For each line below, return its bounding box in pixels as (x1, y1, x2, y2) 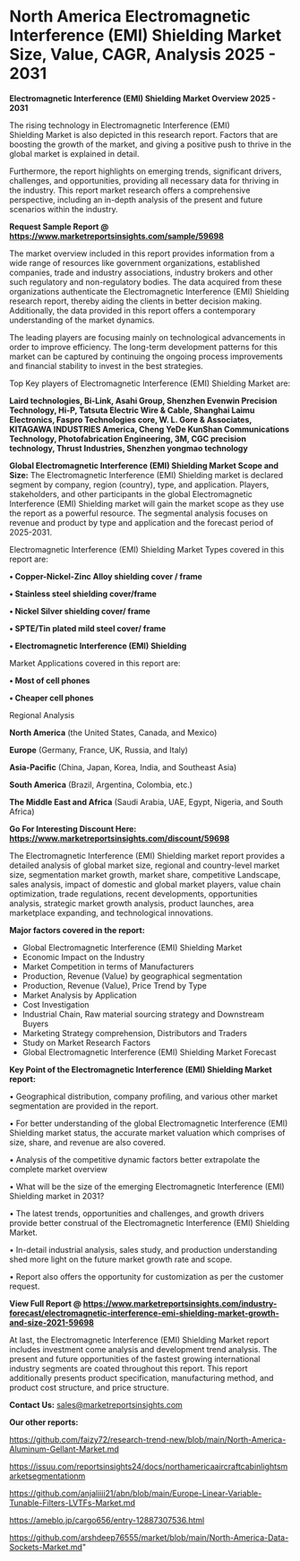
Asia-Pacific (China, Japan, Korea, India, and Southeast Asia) (9, 761, 237, 772)
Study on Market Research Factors (21, 1037, 150, 1048)
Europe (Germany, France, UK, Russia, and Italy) (9, 744, 188, 755)
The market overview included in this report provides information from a (9, 248, 275, 259)
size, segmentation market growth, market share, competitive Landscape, (9, 869, 281, 879)
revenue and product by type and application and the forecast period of (9, 517, 274, 527)
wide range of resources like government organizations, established (9, 257, 261, 268)
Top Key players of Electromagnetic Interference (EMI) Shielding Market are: (9, 378, 291, 389)
